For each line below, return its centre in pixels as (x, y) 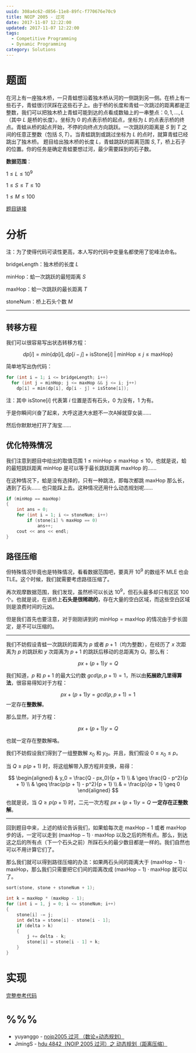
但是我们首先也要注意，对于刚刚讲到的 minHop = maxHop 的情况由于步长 (94, 619)
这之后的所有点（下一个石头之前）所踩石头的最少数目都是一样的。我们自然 (95, 842)
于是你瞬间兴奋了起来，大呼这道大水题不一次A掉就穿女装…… (79, 413)
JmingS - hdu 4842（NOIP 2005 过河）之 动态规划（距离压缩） (91, 1044)
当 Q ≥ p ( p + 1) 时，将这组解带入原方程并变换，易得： (71, 766)
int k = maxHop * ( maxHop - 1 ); (45, 898)
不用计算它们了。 (36, 850)
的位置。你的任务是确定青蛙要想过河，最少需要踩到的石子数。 (80, 149)
